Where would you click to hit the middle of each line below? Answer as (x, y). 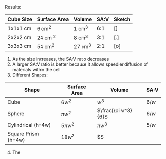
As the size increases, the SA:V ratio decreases (61, 59)
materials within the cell (36, 69)
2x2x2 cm (20, 37)
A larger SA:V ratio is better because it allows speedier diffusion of (80, 64)
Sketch (122, 19)
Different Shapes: (30, 75)
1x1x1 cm (20, 28)
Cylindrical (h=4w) (29, 125)
